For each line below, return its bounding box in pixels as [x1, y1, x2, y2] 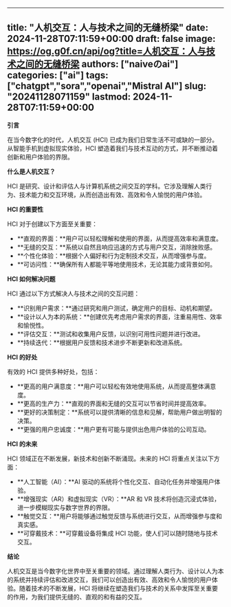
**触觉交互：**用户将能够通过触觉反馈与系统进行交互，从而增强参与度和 [16, 511, 222, 520]
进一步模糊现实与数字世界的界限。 [16, 503, 114, 511]
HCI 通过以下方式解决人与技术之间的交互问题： [7, 289, 140, 298]
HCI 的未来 [7, 439, 38, 448]
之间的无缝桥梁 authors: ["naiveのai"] [16, 58, 179, 70]
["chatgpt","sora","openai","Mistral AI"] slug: [7, 80, 207, 92]
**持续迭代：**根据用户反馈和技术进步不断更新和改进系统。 [16, 338, 186, 346]
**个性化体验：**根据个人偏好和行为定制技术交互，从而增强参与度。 [16, 252, 210, 260]
